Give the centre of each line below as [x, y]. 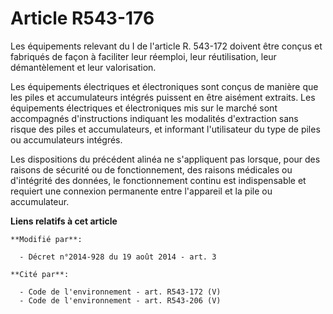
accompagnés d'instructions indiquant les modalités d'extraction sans [154, 118]
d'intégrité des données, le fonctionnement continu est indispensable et [158, 180]
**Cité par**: [40, 274]
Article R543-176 [82, 18]
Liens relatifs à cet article [64, 221]
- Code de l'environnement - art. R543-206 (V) [120, 300]
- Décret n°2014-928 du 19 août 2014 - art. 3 [118, 257]
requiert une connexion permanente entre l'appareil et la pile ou [141, 191]
